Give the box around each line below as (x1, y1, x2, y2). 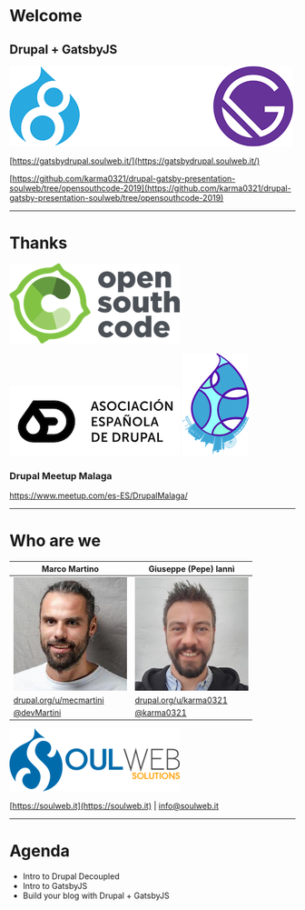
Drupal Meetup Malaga (9, 469, 113, 482)
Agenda (9, 841, 70, 862)
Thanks (9, 233, 68, 254)
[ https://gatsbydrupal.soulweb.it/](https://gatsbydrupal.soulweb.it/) (9, 155, 261, 166)
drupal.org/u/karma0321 (134, 695, 229, 705)
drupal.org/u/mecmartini (13, 695, 104, 705)
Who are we (9, 531, 102, 551)
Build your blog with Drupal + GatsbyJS (22, 890, 170, 901)
